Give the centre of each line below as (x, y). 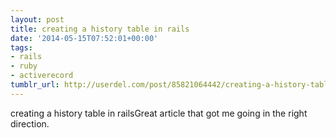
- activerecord (42, 76)
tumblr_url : (35, 85)
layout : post (37, 19)
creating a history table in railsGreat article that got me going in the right (159, 113)
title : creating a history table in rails (100, 29)
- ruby (24, 66)
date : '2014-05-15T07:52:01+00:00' (84, 38)
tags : (21, 47)
